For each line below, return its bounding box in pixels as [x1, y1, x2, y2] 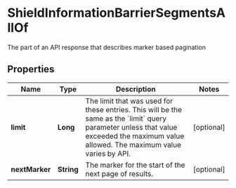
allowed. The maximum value [85, 140, 181, 149]
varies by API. [85, 149, 131, 159]
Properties [7, 63, 55, 75]
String [57, 164, 79, 174]
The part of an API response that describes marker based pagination [7, 43, 206, 51]
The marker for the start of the [85, 160, 185, 170]
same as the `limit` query [85, 114, 167, 123]
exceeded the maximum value [85, 131, 185, 141]
